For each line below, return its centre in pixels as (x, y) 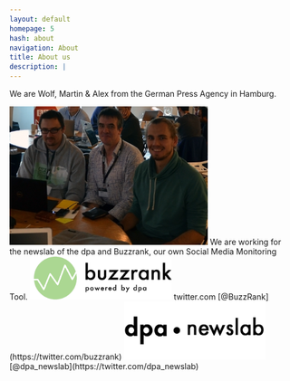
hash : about (32, 38)
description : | (38, 67)
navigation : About (44, 48)
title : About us (40, 57)
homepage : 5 (32, 29)
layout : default (40, 19)
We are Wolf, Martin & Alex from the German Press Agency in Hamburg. (143, 94)
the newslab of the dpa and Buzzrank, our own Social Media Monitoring (143, 251)
